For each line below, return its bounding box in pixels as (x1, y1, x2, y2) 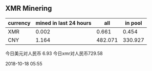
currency (8, 19, 31, 26)
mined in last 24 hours (35, 19, 92, 26)
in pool (125, 19, 142, 26)
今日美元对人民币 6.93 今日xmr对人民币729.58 (5, 50, 103, 56)
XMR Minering (5, 4, 52, 13)
